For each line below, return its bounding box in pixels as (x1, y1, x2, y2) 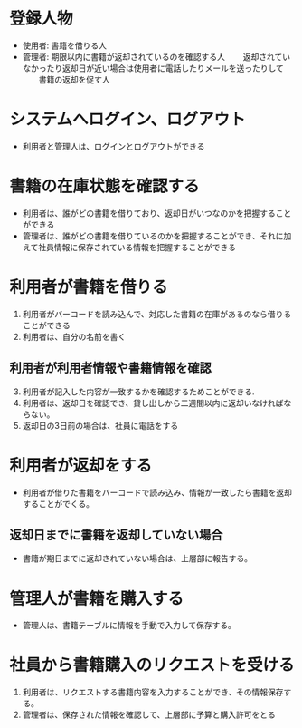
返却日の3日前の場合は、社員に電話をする (22, 420, 179, 431)
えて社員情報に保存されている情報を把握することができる (22, 241, 237, 252)
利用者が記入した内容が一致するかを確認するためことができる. (22, 386, 255, 397)
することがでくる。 (22, 498, 95, 509)
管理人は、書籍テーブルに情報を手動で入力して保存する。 (22, 620, 237, 631)
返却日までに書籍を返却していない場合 (9, 527, 223, 542)
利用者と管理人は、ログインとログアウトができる (22, 141, 205, 151)
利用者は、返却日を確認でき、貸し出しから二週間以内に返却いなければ (22, 397, 284, 408)
